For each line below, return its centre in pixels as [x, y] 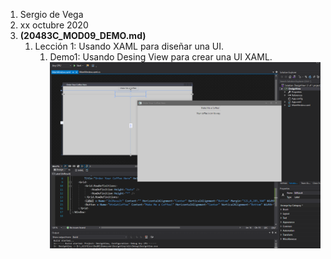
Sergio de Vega [51, 14]
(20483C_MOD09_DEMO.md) [83, 35]
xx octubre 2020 [54, 25]
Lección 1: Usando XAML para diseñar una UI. [129, 46]
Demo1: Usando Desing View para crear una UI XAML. [161, 57]
